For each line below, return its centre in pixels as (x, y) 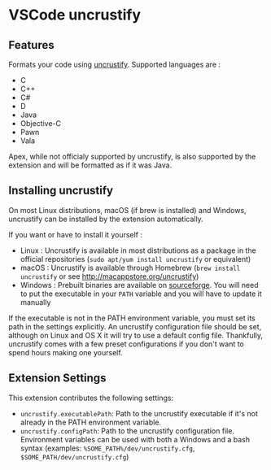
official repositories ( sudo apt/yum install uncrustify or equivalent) (135, 259)
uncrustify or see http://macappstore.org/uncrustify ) (109, 276)
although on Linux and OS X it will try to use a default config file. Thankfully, (135, 335)
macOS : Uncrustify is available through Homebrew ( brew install (130, 268)
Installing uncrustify (61, 191)
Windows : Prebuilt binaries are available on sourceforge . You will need (139, 285)
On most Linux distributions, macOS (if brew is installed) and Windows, (127, 210)
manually (35, 302)
